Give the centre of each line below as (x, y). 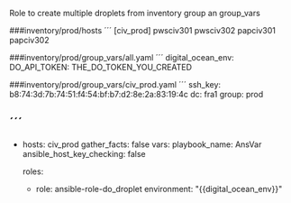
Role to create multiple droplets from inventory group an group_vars (135, 13)
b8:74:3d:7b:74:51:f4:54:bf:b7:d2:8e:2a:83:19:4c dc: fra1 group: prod (136, 94)
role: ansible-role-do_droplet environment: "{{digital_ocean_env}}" (159, 189)
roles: (33, 171)
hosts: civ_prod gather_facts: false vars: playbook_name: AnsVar (142, 144)
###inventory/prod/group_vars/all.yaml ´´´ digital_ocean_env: (122, 57)
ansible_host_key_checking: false (84, 153)
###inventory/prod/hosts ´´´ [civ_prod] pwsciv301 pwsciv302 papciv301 (143, 30)
